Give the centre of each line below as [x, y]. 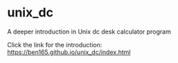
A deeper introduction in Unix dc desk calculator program [89, 32]
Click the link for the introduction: [55, 45]
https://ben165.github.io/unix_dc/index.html [69, 52]
